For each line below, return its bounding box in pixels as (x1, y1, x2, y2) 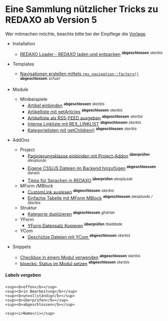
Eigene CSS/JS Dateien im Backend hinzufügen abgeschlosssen (27, 164, 156, 171)
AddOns (12, 137, 30, 143)
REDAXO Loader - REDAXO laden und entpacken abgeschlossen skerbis (20, 50, 163, 57)
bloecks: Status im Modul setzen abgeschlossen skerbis (20, 260, 129, 267)
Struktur (20, 205, 37, 211)
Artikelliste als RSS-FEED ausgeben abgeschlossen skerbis (27, 114, 143, 121)
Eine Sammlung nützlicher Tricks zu (5, 4, 158, 15)
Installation (12, 40, 36, 46)
